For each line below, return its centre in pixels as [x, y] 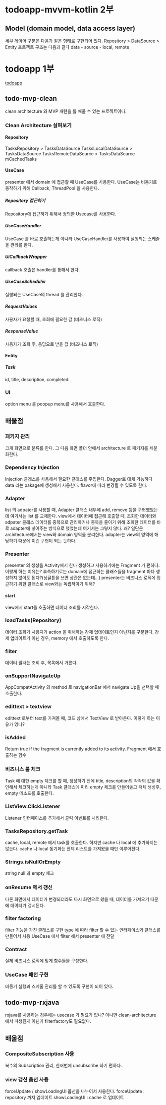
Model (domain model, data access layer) [70, 28]
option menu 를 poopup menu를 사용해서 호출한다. [55, 404]
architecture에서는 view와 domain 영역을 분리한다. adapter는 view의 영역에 [79, 535]
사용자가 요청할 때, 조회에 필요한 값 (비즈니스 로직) [54, 319]
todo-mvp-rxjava [32, 1002]
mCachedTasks [21, 159]
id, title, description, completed [37, 380]
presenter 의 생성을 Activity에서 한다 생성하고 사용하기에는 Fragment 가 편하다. [83, 565]
